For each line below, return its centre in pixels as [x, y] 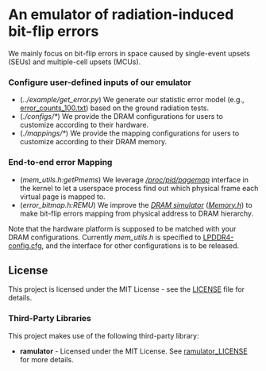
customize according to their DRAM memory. [93, 142]
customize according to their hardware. [84, 125]
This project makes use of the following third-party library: [104, 335]
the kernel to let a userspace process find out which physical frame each [139, 188]
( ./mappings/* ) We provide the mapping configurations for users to [129, 133]
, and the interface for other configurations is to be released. [141, 245]
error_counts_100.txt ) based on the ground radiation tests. [114, 108]
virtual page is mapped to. [62, 197]
